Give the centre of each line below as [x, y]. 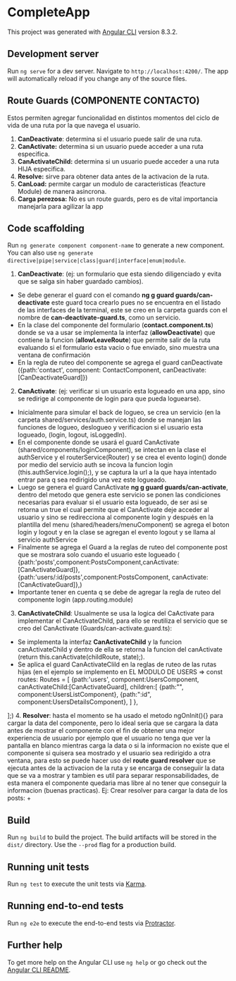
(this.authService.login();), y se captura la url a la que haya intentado [117, 473]
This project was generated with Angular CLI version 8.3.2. [93, 32]
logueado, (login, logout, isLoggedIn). [72, 435]
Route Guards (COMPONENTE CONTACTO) [104, 100]
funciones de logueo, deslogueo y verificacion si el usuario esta [110, 427]
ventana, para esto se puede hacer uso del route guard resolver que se [112, 761]
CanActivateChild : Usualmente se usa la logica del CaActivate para [116, 614]
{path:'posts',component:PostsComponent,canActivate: [98, 562]
